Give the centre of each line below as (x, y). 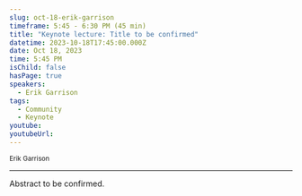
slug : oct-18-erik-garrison (62, 17)
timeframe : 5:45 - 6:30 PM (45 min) (78, 26)
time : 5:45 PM (36, 59)
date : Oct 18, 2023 (46, 51)
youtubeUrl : (31, 134)
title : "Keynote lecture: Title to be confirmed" (104, 34)
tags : (19, 101)
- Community (40, 109)
